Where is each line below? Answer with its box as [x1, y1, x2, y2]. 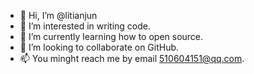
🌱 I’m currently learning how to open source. [19, 31, 204, 42]
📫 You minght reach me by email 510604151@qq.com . [19, 53, 245, 64]
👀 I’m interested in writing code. [19, 20, 151, 32]
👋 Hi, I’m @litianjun [19, 10, 98, 21]
